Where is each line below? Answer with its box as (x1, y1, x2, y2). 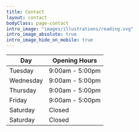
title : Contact (6, 8, 45, 15)
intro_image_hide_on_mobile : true (6, 37, 94, 43)
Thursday (9, 86, 37, 94)
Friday (9, 96, 27, 104)
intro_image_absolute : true (6, 31, 77, 38)
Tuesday (9, 67, 34, 74)
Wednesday (9, 76, 44, 85)
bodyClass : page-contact (6, 20, 69, 26)
